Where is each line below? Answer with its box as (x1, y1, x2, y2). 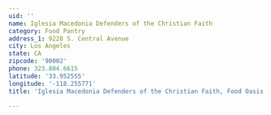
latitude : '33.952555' (8, 72, 85, 80)
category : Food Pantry (8, 27, 85, 35)
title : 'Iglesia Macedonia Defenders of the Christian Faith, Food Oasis (8, 87, 264, 96)
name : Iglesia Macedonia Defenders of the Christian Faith (8, 19, 213, 28)
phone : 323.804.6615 (8, 65, 79, 73)
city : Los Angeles (8, 42, 71, 50)
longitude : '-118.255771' (8, 79, 96, 87)
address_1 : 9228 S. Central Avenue (8, 34, 129, 43)
